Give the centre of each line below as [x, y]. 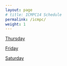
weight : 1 [16, 24]
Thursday [15, 39]
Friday [12, 48]
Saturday [15, 58]
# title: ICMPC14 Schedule [33, 15]
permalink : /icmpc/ [26, 19]
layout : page [19, 10]
